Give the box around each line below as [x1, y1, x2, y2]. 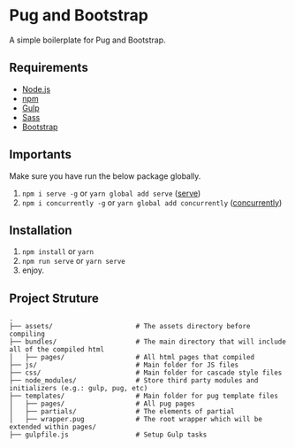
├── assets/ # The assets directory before [9, 322, 251, 331]
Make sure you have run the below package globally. [9, 170, 201, 182]
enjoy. [21, 265, 45, 275]
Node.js [21, 83, 51, 94]
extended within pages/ [9, 422, 97, 432]
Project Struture [9, 290, 100, 305]
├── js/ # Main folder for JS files [9, 360, 239, 370]
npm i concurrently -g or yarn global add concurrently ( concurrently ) [21, 197, 283, 208]
